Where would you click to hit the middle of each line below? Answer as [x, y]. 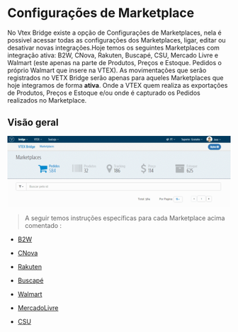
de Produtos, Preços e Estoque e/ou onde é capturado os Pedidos [104, 93]
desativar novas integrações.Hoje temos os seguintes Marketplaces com [113, 47]
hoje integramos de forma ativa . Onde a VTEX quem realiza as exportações [118, 85]
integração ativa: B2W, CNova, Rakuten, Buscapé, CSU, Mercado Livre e [113, 55]
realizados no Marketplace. [47, 100]
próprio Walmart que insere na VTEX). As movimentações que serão [107, 70]
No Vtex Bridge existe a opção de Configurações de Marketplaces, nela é [114, 33]
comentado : [43, 226]
